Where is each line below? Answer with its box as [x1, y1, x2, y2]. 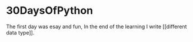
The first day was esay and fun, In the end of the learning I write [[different [6, 23, 187, 30]
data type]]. [6, 29, 35, 36]
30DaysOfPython [6, 4, 94, 17]
